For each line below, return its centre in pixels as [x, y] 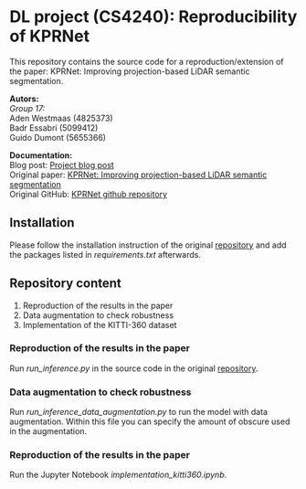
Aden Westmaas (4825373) [61, 118]
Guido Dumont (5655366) [58, 137]
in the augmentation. [48, 431]
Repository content [65, 284]
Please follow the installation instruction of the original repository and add [148, 245]
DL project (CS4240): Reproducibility [153, 17]
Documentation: [41, 155]
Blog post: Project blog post [62, 165]
